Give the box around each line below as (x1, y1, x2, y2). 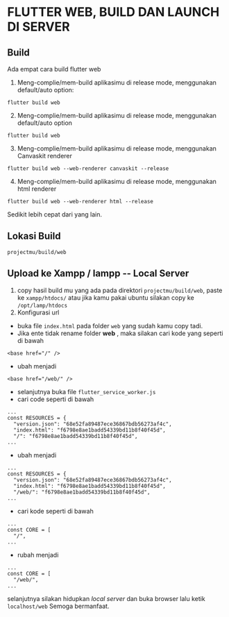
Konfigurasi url (17, 308, 60, 316)
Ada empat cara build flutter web (7, 65, 101, 73)
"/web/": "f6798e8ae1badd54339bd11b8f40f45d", (13, 489, 151, 496)
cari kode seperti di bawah (17, 507, 94, 515)
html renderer (17, 185, 57, 193)
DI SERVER (7, 19, 71, 35)
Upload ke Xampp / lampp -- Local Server (7, 268, 189, 280)
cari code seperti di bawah (17, 395, 94, 403)
